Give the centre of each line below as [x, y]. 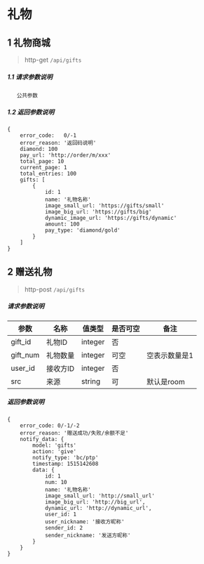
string [91, 381]
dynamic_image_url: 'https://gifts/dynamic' [111, 218]
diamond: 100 [39, 149]
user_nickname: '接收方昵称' [84, 522]
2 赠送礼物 [30, 272]
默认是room [166, 381]
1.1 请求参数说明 [30, 77]
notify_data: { [42, 439]
